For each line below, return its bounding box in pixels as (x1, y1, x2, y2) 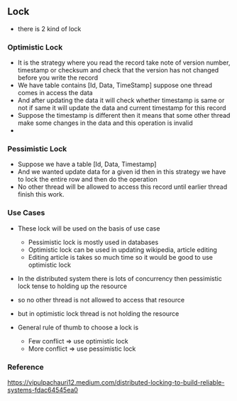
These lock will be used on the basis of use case (17, 224, 160, 233)
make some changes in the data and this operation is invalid (17, 119, 193, 127)
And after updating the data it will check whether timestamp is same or (17, 96, 225, 105)
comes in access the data (17, 89, 94, 97)
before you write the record (17, 74, 98, 82)
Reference (7, 362, 44, 372)
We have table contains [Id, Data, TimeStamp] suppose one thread (17, 81, 213, 89)
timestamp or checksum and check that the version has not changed (17, 66, 219, 75)
